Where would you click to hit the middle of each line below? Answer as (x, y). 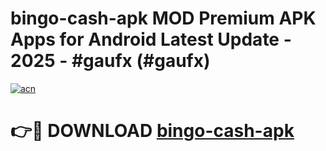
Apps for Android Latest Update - (151, 39)
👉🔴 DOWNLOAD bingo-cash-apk (152, 131)
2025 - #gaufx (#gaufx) (110, 61)
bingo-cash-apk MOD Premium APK (163, 18)
